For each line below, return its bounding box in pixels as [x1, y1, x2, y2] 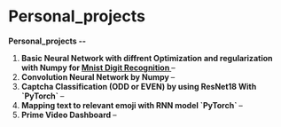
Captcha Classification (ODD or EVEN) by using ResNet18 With [20, 81, 257, 91]
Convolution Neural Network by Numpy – [20, 71, 176, 82]
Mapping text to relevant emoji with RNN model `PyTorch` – [20, 99, 243, 110]
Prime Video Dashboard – [20, 109, 117, 120]
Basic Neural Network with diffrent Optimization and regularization [20, 52, 273, 63]
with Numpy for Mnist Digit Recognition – [20, 62, 176, 73]
